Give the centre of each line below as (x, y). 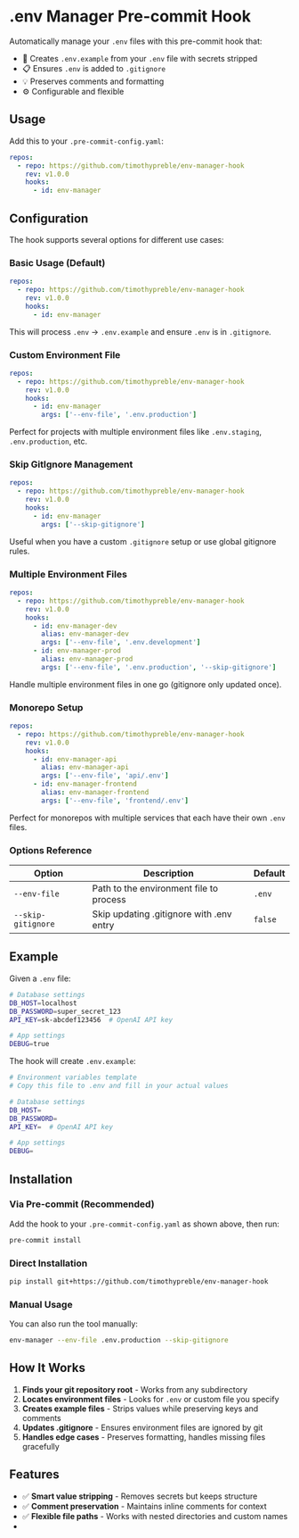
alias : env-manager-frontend (95, 793)
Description (168, 874)
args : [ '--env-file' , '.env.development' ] (121, 643)
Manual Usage (41, 1304)
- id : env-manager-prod (77, 651)
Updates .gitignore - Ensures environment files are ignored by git (142, 1427)
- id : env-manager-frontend (85, 784)
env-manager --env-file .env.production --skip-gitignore (119, 1341)
